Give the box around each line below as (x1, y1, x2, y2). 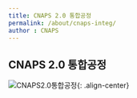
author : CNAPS (8, 26, 59, 34)
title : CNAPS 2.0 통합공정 (8, 11, 92, 20)
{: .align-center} (76, 80, 130, 90)
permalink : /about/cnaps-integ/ (8, 19, 116, 27)
